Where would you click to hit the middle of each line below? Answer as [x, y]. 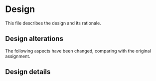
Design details [28, 72]
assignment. [18, 56]
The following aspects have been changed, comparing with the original [78, 50]
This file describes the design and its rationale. [53, 23]
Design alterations [34, 39]
